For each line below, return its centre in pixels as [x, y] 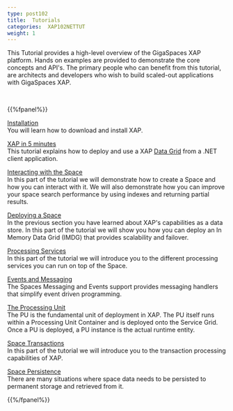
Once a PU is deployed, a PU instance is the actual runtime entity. [101, 330]
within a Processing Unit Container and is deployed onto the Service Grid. [113, 323]
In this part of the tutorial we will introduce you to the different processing [113, 258]
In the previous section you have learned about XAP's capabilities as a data [115, 223]
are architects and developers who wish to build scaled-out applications [111, 75]
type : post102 [28, 14]
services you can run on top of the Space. [67, 266]
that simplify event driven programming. [64, 294]
